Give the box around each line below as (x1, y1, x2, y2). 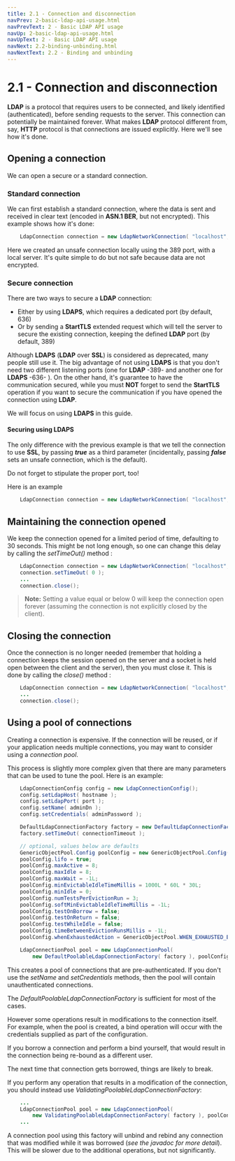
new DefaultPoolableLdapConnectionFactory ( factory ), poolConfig (32, 953, 230, 960)
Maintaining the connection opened (7, 515, 166, 527)
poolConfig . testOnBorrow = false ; (20, 908, 120, 915)
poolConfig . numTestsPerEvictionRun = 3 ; (20, 894, 139, 902)
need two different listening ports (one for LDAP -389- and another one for (7, 366, 223, 375)
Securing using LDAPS (7, 425, 75, 433)
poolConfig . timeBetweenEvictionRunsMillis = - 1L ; (20, 927, 168, 935)
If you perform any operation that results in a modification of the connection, (7, 1078, 228, 1086)
